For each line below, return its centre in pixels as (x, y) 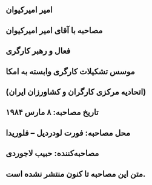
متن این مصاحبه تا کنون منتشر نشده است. (76, 174)
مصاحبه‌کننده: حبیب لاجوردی (52, 153)
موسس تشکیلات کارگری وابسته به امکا (71, 71)
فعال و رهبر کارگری (38, 51)
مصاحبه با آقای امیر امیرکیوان (54, 30)
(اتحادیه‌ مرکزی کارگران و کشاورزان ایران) (76, 92)
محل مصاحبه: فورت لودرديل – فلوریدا (68, 133)
